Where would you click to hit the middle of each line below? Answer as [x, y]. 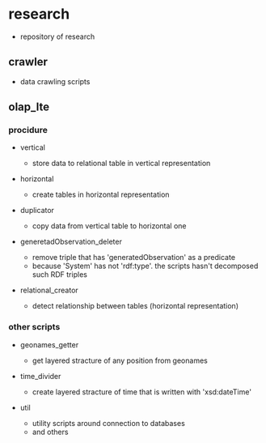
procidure [28, 130]
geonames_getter [49, 344]
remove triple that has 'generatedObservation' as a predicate [134, 258]
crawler [28, 62]
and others [50, 432]
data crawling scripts [55, 81]
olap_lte [29, 107]
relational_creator [49, 290]
